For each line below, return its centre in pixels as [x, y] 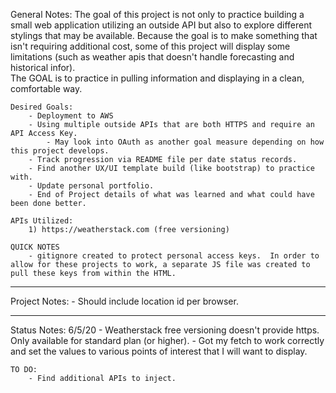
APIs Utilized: [42, 221]
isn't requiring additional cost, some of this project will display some [150, 46]
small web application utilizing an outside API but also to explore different [161, 25]
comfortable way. [46, 88]
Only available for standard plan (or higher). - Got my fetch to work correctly [167, 340]
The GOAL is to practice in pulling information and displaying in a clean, [157, 78]
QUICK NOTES [35, 247]
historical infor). [43, 67]
